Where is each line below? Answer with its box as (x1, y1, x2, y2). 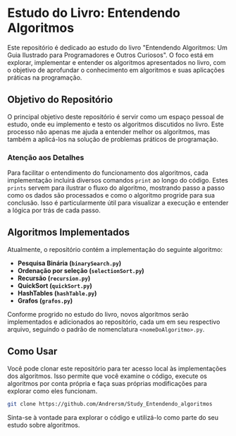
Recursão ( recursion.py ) (17, 274, 91, 282)
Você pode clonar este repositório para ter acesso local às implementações (7, 364, 227, 373)
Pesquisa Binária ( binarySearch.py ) (17, 259, 122, 267)
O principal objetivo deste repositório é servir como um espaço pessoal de (7, 112, 224, 121)
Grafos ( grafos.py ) (17, 296, 73, 305)
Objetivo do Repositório (7, 94, 113, 106)
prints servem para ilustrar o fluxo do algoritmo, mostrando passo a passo (7, 183, 225, 192)
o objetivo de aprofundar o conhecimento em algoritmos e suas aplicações (7, 66, 225, 74)
